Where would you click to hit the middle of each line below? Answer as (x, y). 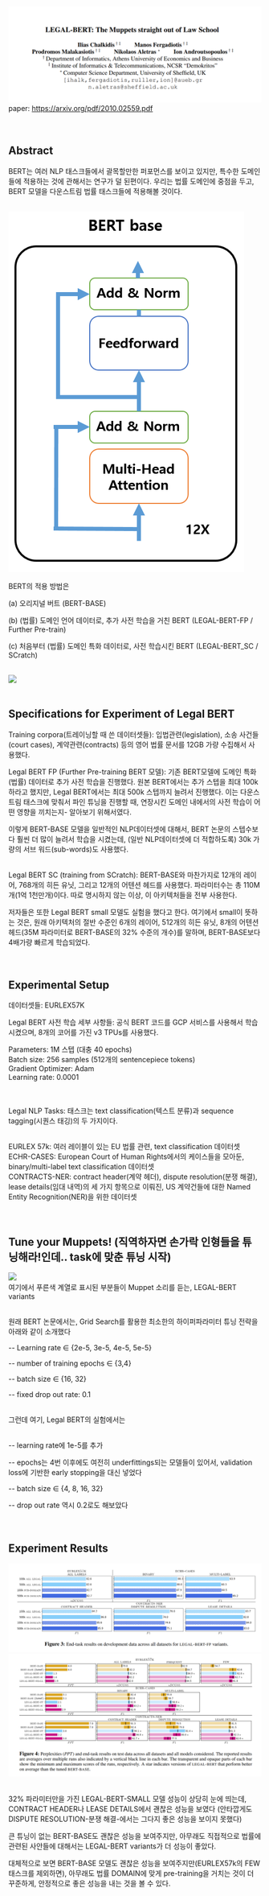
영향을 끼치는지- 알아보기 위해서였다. (74, 812)
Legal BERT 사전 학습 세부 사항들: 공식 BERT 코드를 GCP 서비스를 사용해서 (126, 1022)
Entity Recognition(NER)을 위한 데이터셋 (73, 1197)
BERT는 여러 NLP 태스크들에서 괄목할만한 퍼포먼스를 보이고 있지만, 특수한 (124, 171)
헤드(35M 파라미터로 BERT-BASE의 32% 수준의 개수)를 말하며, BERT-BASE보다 (134, 932)
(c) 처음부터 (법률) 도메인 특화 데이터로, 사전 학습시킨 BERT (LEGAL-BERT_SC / (133, 645)
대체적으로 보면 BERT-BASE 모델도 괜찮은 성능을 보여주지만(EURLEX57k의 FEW (134, 1863)
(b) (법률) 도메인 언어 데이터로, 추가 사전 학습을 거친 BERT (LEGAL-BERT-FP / (131, 620)
